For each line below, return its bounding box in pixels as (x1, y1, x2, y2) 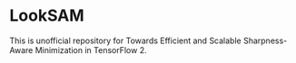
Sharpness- (243, 35, 288, 46)
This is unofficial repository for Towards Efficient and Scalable (9, 35, 242, 46)
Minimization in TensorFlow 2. (35, 44, 147, 55)
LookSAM (9, 5, 84, 26)
